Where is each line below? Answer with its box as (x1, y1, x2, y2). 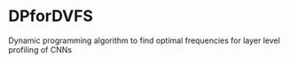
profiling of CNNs (8, 44, 73, 54)
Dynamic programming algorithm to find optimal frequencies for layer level (8, 35, 281, 46)
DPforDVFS (8, 6, 94, 26)
